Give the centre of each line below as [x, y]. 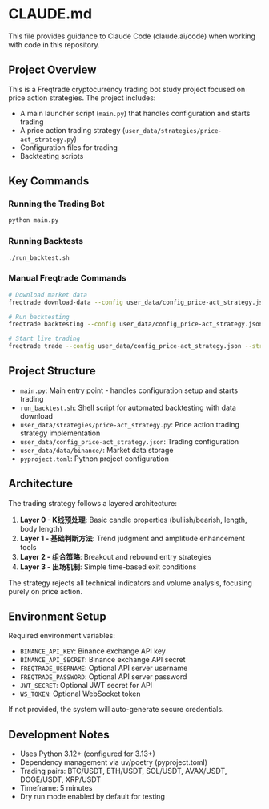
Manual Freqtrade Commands [67, 278]
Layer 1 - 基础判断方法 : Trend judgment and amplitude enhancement [132, 538]
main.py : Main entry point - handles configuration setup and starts [129, 390]
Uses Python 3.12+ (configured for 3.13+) [88, 754]
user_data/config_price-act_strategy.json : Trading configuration [129, 441]
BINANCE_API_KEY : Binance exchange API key [92, 651]
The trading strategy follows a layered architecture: [93, 503]
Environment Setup [57, 617]
